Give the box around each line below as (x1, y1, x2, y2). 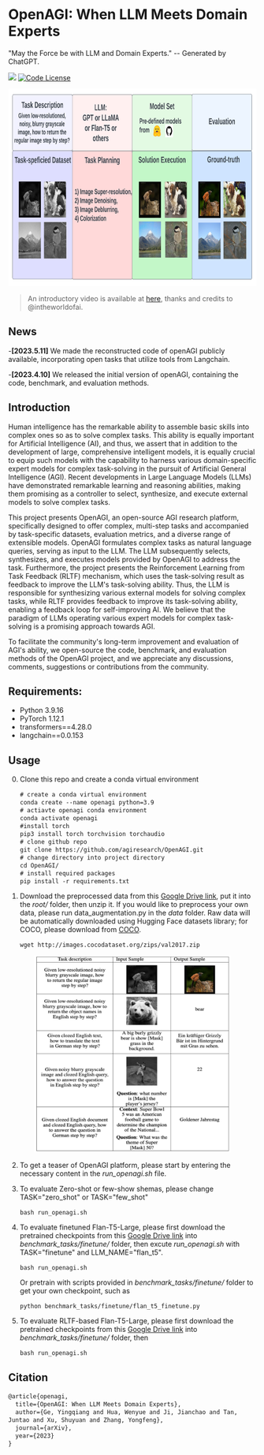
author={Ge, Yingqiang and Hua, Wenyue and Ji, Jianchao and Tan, (15, 1408, 238, 1416)
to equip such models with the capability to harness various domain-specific (8, 455, 257, 464)
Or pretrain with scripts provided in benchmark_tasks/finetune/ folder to (19, 1278, 254, 1287)
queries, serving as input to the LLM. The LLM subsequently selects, (8, 546, 231, 555)
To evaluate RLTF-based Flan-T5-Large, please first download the (19, 1316, 234, 1326)
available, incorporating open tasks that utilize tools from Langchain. (8, 354, 230, 364)
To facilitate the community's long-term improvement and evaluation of (8, 636, 239, 646)
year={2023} (15, 1432, 55, 1440)
